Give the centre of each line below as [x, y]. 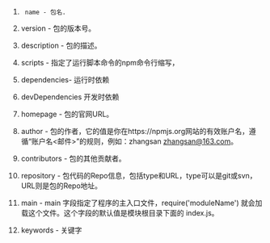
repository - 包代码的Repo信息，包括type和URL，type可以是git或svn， [139, 176]
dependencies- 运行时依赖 [65, 80]
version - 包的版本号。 [58, 28]
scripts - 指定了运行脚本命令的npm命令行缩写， [100, 63]
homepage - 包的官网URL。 [67, 114]
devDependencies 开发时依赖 [70, 97]
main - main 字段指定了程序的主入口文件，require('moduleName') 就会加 [141, 203]
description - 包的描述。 [61, 45]
